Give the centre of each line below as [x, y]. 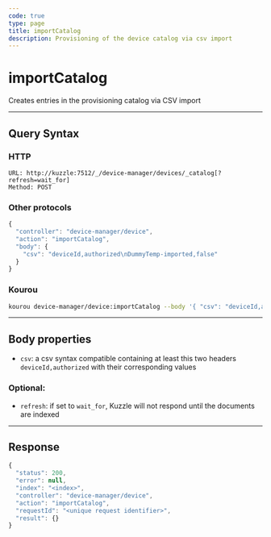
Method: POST [30, 187]
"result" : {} [38, 518]
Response [34, 447]
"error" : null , [41, 481]
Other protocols [40, 207]
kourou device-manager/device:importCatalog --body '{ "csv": [115, 306]
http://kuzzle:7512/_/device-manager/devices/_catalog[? [124, 173]
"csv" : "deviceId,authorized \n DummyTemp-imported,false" [121, 254]
